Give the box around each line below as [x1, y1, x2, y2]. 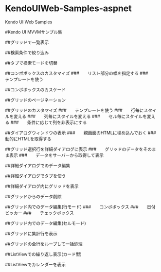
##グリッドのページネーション [5, 97, 66, 102]
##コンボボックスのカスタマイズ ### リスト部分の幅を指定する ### [5, 70, 148, 76]
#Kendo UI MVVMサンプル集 [5, 29, 62, 34]
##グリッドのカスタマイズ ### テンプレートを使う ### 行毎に [5, 107, 144, 113]
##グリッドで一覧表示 [5, 39, 49, 45]
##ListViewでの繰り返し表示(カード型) [5, 251, 82, 257]
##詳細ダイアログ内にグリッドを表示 [5, 183, 79, 189]
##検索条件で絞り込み [5, 50, 49, 55]
